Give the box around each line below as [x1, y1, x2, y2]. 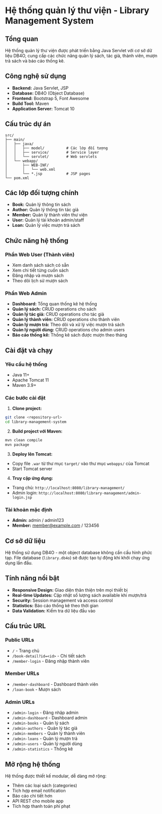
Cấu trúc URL [5, 622, 46, 630]
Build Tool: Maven [12, 100, 49, 106]
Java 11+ [12, 372, 30, 378]
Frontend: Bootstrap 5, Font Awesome [12, 95, 89, 101]
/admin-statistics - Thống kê [12, 746, 73, 752]
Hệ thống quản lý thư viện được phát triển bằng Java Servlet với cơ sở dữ [5, 48, 152, 53]
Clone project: [12, 405, 42, 412]
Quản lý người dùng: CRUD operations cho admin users [12, 327, 125, 333]
